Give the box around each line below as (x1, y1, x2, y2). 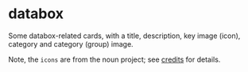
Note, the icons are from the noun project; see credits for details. (8, 55, 221, 64)
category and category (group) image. (8, 39, 134, 48)
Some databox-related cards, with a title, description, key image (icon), (8, 31, 241, 40)
